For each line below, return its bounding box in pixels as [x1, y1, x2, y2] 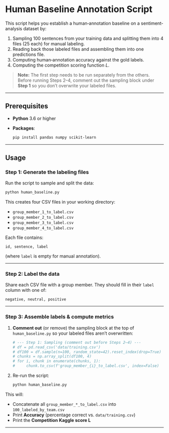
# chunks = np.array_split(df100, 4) [12, 354, 92, 359]
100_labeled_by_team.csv [12, 407, 65, 412]
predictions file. [12, 51, 45, 57]
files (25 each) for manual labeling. [12, 40, 85, 46]
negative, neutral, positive [5, 297, 66, 302]
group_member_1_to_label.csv [12, 210, 74, 215]
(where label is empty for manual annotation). [5, 253, 101, 259]
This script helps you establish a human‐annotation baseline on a [5, 20, 140, 26]
